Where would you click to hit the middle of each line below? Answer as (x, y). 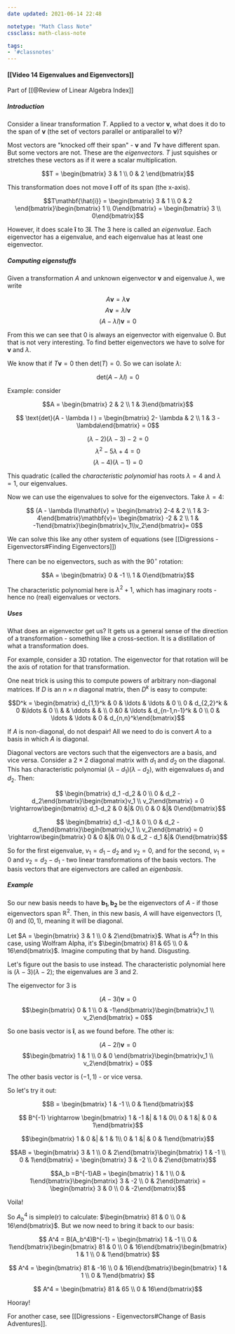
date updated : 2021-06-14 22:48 (54, 14)
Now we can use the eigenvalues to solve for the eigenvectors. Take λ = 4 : (116, 497)
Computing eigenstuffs (42, 260)
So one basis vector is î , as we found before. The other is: (90, 1031)
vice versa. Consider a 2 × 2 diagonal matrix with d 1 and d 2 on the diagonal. (116, 761)
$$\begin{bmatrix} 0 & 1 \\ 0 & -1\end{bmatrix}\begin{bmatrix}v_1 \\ (118, 1010)
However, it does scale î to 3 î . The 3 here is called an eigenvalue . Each (109, 230)
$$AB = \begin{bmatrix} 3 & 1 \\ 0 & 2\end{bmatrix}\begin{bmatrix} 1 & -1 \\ (118, 1152)
